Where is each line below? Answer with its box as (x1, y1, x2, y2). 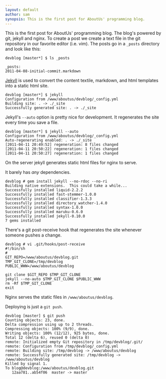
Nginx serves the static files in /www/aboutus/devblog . (5, 294, 114, 300)
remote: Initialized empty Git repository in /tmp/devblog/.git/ (5, 340, 143, 345)
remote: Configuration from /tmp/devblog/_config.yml (5, 344, 119, 349)
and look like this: (5, 46, 41, 52)
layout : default (5, 7, 39, 12)
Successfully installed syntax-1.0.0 (5, 205, 83, 210)
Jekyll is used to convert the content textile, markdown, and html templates (5, 78, 159, 84)
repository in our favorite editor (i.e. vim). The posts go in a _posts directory (5, 41, 160, 47)
